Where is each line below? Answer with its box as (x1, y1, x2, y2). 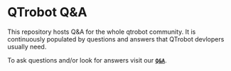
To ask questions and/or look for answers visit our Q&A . (7, 56, 167, 64)
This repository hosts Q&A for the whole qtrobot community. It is (7, 27, 196, 36)
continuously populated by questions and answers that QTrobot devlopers (7, 34, 225, 43)
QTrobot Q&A (7, 4, 87, 20)
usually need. (7, 42, 47, 51)
